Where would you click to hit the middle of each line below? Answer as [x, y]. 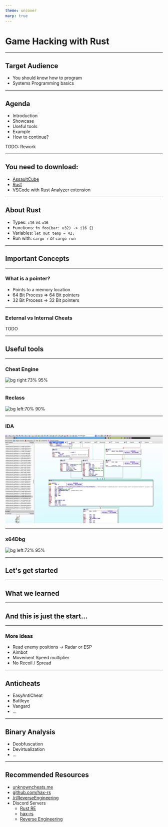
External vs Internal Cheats [39, 318]
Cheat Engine [22, 369]
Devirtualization [28, 749]
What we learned [32, 593]
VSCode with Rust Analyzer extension [51, 190]
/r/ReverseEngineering [35, 797]
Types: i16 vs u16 [30, 222]
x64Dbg [15, 539]
